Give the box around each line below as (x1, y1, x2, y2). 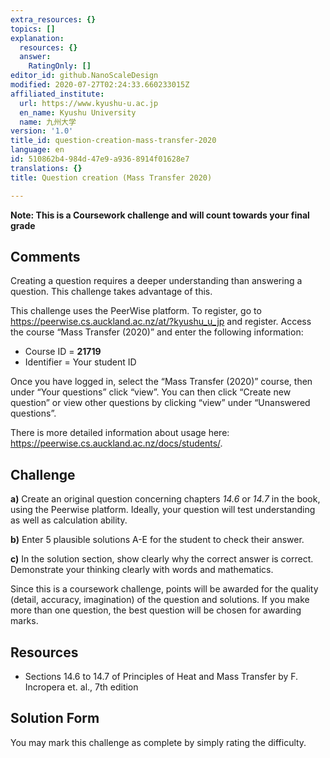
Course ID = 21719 (24, 346, 102, 358)
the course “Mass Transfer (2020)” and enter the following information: (10, 326, 304, 338)
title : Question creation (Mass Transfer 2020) (10, 172, 213, 183)
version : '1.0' (10, 126, 74, 136)
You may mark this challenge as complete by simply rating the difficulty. (10, 736, 307, 748)
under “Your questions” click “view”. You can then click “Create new (10, 386, 292, 398)
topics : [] (10, 24, 56, 34)
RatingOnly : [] (28, 61, 92, 71)
